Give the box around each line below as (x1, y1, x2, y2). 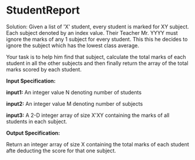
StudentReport (6, 4, 80, 17)
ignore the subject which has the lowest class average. (6, 42, 140, 49)
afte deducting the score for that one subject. (6, 147, 117, 154)
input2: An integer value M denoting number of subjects (6, 100, 143, 107)
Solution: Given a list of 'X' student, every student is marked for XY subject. (6, 23, 189, 30)
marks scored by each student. (6, 66, 82, 73)
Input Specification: (6, 77, 56, 84)
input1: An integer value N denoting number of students (6, 89, 142, 96)
